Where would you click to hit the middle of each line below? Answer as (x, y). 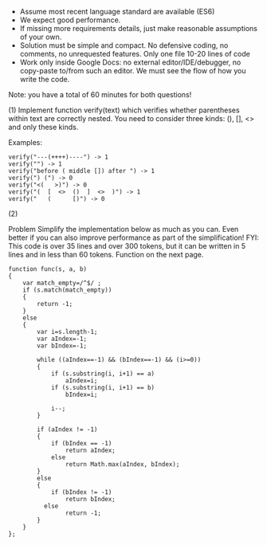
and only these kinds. (43, 127)
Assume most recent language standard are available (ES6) (117, 12)
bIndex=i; (81, 394)
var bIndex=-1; (62, 346)
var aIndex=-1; (62, 339)
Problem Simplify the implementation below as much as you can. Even (124, 229)
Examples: (25, 142)
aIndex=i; (81, 381)
